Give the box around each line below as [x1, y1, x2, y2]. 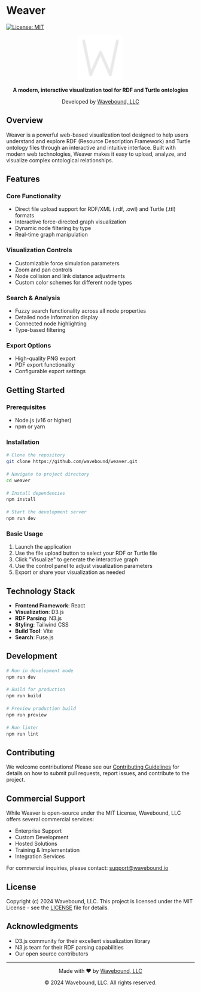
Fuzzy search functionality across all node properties [14, 307, 147, 314]
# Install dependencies [6, 490, 66, 496]
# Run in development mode [6, 667, 74, 674]
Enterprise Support [14, 827, 62, 834]
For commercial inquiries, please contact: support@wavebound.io [6, 864, 169, 872]
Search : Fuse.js [14, 634, 54, 641]
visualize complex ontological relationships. [6, 156, 114, 164]
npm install [6, 497, 36, 503]
